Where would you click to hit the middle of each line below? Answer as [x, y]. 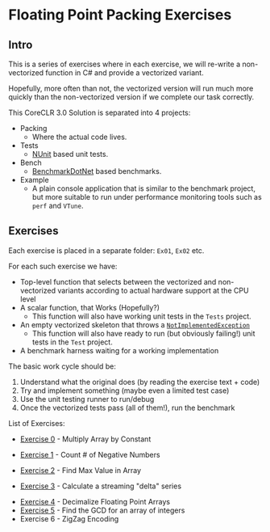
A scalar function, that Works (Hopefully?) [89, 307]
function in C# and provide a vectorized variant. [125, 73]
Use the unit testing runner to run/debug [87, 399]
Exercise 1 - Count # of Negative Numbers [90, 454]
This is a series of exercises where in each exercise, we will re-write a [125, 64]
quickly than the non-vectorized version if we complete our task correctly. [131, 97]
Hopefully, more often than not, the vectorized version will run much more [131, 88]
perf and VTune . [58, 205]
